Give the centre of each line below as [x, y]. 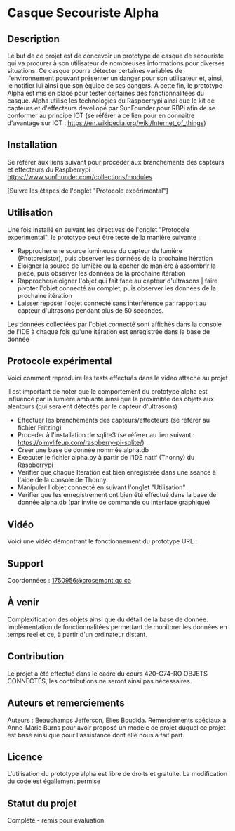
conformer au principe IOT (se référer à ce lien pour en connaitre [101, 115]
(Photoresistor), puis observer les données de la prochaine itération [115, 258]
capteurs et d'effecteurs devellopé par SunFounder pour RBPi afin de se [112, 108]
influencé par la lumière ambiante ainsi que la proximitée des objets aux [110, 399]
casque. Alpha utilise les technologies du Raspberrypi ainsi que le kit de [111, 101]
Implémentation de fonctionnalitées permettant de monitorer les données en [117, 626]
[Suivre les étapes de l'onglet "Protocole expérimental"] [88, 191]
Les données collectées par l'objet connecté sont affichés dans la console [115, 324]
